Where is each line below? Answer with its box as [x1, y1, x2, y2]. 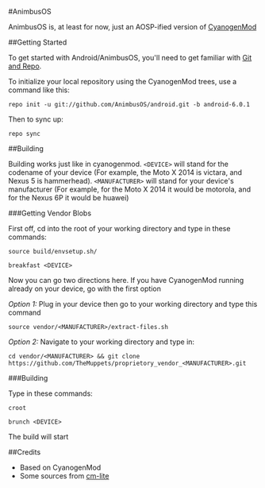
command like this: [8, 85, 70, 95]
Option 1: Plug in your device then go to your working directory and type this [8, 300, 258, 308]
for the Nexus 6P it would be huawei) [8, 193, 129, 202]
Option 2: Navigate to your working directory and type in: [8, 337, 195, 347]
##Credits [8, 447, 41, 456]
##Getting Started [8, 37, 67, 47]
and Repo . [8, 61, 42, 71]
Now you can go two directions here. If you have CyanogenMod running [8, 276, 244, 285]
